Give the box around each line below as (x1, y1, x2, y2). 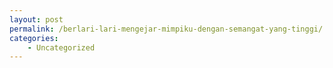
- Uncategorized (27, 42, 96, 53)
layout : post (9, 14, 64, 25)
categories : (9, 33, 59, 43)
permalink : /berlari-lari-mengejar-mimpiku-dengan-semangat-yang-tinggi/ (9, 24, 324, 34)
